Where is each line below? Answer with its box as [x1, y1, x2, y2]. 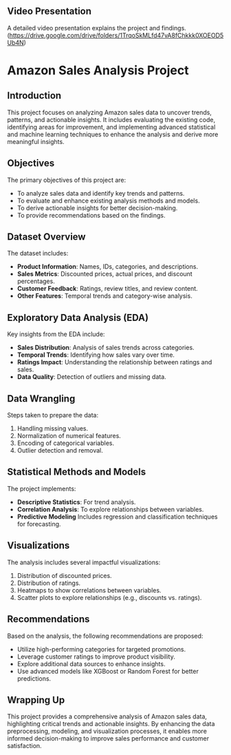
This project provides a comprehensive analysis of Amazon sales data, [7, 712, 208, 721]
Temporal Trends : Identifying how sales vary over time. [16, 351, 175, 359]
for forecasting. [16, 519, 61, 528]
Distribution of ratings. [16, 579, 81, 587]
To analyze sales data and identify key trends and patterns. [16, 189, 185, 197]
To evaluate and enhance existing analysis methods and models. [16, 196, 201, 205]
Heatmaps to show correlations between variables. [16, 586, 162, 594]
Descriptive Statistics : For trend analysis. [16, 497, 136, 506]
